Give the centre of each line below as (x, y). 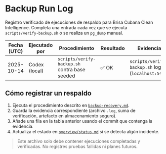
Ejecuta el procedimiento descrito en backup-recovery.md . (71, 105)
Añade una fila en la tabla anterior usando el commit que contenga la (82, 121)
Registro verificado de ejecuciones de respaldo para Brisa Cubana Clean (79, 22)
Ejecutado (41, 45)
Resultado (113, 48)
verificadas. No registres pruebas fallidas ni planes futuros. (77, 146)
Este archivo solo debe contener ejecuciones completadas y (79, 141)
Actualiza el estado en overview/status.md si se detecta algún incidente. (86, 131)
